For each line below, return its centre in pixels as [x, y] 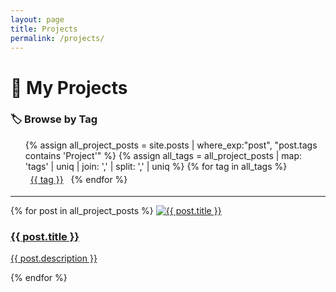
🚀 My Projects [69, 87]
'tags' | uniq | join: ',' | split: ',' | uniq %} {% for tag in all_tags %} [156, 166]
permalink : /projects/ [57, 38]
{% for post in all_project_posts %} [82, 210]
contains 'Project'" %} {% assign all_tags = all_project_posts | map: [163, 155]
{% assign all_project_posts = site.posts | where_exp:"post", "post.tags [171, 145]
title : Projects [44, 29]
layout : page [37, 19]
